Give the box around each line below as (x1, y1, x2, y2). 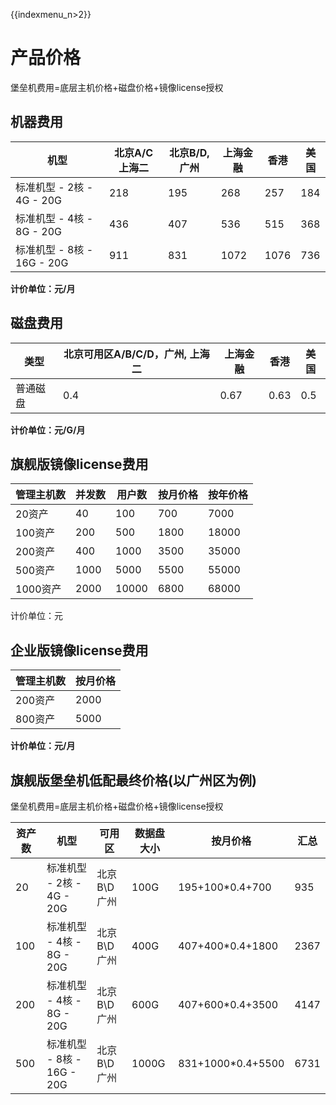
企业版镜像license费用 (10, 642, 149, 659)
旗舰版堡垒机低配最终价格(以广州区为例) (10, 772, 257, 789)
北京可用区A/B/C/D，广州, (63, 347, 188, 361)
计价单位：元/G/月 (10, 424, 86, 436)
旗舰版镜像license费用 (10, 455, 149, 473)
